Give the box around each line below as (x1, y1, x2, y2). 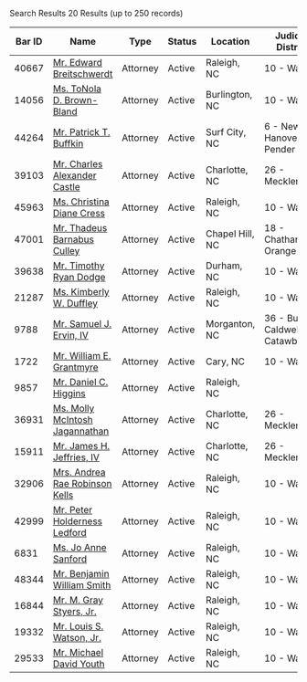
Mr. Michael (52, 646, 104, 658)
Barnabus (52, 233, 94, 246)
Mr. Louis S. (52, 620, 104, 633)
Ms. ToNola (52, 82, 102, 95)
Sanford (52, 552, 88, 565)
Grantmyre (52, 361, 99, 373)
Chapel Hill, (205, 227, 255, 240)
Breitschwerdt (52, 68, 113, 80)
